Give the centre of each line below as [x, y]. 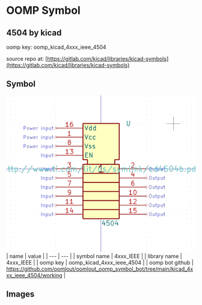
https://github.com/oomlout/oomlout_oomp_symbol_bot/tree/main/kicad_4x [100, 269]
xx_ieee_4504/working [34, 275]
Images [20, 294]
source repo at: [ [27, 59]
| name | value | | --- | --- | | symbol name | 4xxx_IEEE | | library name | [94, 256]
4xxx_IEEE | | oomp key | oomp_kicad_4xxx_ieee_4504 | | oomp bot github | [100, 262]
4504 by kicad [34, 33]
